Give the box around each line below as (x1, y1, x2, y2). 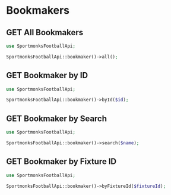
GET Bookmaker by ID (6, 70, 88, 81)
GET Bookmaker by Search (6, 113, 107, 123)
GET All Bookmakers (6, 27, 84, 38)
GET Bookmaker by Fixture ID (6, 156, 117, 167)
